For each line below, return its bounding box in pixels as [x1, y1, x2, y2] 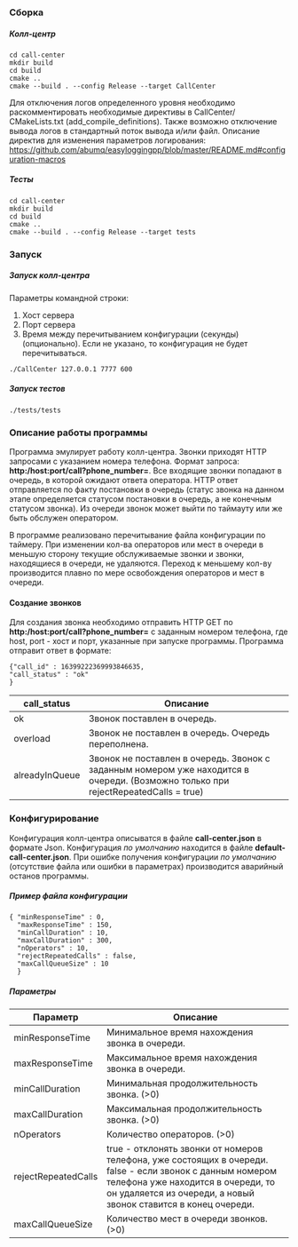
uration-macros [9, 154, 67, 164]
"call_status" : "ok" [9, 671, 90, 679]
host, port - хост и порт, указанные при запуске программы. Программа [9, 636, 284, 647]
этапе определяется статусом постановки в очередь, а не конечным [9, 494, 272, 504]
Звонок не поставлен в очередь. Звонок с [88, 752, 271, 765]
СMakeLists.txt [9, 115, 64, 126]
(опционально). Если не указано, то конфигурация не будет [21, 338, 248, 348]
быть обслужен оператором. [9, 512, 119, 523]
